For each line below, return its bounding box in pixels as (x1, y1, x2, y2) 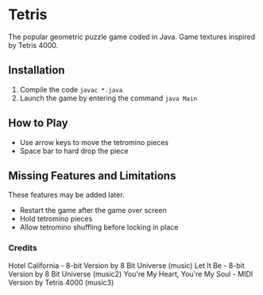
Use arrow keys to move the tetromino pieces (19, 137, 169, 147)
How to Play (8, 116, 69, 130)
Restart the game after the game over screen (19, 206, 167, 215)
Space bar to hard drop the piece (19, 146, 129, 155)
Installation (8, 64, 65, 77)
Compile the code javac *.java (19, 85, 123, 94)
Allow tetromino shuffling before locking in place (19, 222, 179, 232)
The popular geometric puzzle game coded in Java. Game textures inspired (8, 32, 256, 41)
